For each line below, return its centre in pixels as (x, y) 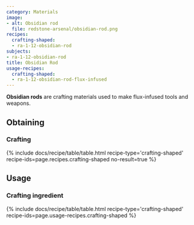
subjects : (19, 52)
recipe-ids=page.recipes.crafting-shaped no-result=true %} (81, 159)
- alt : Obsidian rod (32, 23)
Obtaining (25, 122)
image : (15, 18)
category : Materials (32, 12)
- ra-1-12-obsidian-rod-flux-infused (59, 79)
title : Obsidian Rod (32, 62)
